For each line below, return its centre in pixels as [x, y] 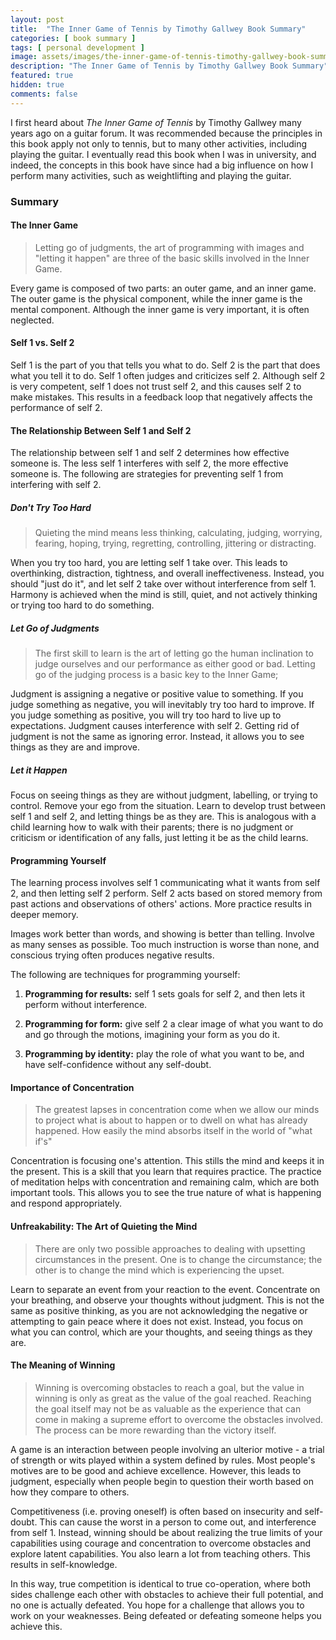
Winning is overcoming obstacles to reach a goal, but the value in [169, 1387]
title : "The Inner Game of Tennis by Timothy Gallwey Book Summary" [158, 29]
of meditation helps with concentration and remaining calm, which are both [165, 1182]
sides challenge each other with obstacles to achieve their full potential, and [167, 1594]
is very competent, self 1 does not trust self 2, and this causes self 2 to [156, 386]
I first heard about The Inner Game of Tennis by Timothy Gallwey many [156, 122]
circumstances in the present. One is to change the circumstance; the [178, 1259]
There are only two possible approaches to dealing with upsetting [170, 1248]
